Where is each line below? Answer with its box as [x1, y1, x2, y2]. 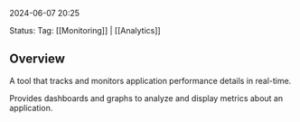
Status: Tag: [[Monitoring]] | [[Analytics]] [9, 25, 161, 35]
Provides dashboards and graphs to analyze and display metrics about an [9, 92, 283, 103]
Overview [9, 52, 66, 67]
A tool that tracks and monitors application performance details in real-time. [9, 75, 292, 86]
